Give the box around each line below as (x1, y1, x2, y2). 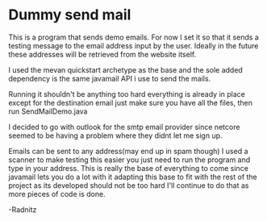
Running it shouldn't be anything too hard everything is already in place (8, 89, 246, 98)
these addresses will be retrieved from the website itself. (8, 49, 197, 59)
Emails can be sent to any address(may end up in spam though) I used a (8, 146, 248, 156)
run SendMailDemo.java (8, 106, 88, 116)
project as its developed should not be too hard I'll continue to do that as (8, 180, 249, 190)
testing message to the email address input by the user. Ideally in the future (8, 40, 259, 50)
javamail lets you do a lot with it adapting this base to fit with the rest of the (8, 172, 258, 181)
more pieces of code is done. (8, 189, 106, 198)
